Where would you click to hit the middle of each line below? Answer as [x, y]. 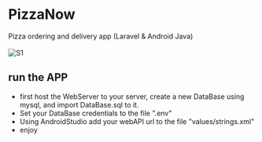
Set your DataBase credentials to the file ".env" [96, 113]
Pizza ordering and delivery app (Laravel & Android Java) [101, 36]
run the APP [38, 77]
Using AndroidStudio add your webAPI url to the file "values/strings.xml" [137, 121]
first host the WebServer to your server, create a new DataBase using [132, 96]
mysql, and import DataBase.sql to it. [79, 104]
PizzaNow [42, 15]
